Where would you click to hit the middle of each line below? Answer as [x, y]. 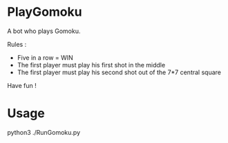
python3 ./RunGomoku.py [44, 132]
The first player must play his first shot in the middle [91, 65]
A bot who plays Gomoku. [44, 31]
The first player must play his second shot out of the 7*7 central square [119, 72]
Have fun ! [22, 85]
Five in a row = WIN [45, 57]
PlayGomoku [45, 12]
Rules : [17, 44]
